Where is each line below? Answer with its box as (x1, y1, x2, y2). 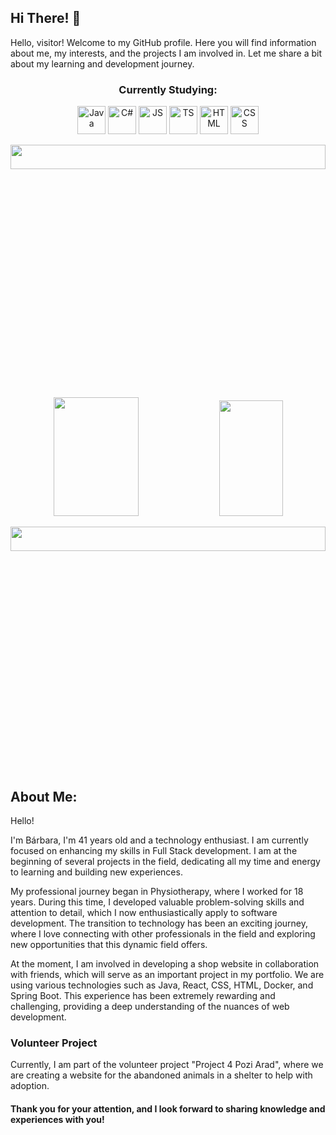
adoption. (10, 1080, 50, 1092)
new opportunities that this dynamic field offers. (10, 938, 208, 950)
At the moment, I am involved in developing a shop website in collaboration (10, 957, 320, 970)
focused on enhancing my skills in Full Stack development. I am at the (10, 844, 298, 856)
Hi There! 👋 (10, 10, 82, 27)
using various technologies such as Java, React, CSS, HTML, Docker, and (10, 979, 314, 991)
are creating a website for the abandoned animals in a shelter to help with (10, 1069, 313, 1081)
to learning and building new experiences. (10, 866, 183, 878)
